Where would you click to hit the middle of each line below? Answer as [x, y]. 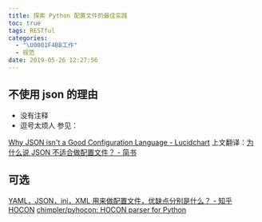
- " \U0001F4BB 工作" [47, 46]
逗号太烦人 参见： [49, 125]
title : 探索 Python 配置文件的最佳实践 [68, 16]
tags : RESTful [32, 30]
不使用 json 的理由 [53, 95]
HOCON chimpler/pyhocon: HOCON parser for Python [97, 209]
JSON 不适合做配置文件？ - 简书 [84, 152]
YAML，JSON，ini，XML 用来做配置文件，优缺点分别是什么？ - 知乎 [121, 200]
